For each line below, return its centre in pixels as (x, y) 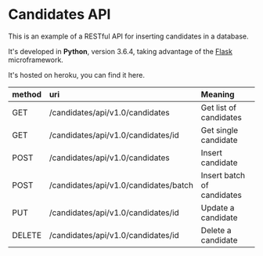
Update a (218, 207)
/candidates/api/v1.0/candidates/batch (121, 185)
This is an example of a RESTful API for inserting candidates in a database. (128, 36)
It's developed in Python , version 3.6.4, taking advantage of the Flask (121, 51)
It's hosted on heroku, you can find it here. (77, 75)
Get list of (219, 108)
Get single (220, 130)
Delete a (216, 230)
